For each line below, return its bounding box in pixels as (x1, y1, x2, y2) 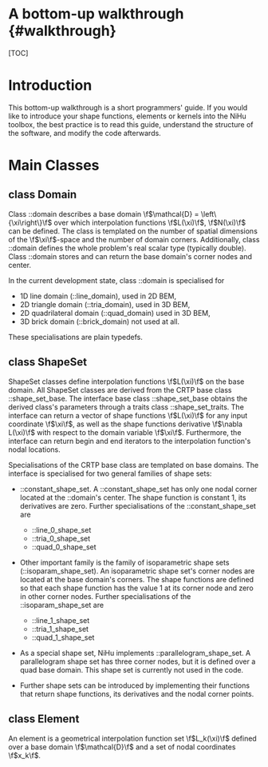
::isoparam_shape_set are (19, 600, 104, 609)
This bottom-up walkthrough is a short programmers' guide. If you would (8, 102, 248, 112)
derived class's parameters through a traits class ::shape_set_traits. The (8, 401, 245, 412)
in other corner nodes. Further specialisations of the (19, 591, 191, 601)
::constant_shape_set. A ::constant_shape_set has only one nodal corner (19, 484, 258, 493)
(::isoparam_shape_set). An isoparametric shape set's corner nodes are (19, 565, 255, 576)
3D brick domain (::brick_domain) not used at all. (19, 317, 180, 326)
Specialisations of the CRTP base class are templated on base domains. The (8, 460, 259, 469)
